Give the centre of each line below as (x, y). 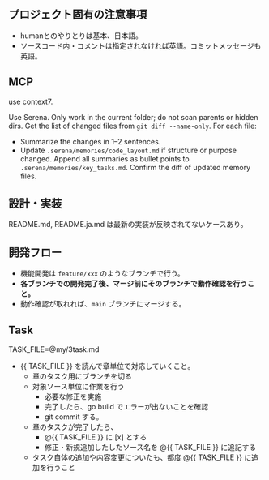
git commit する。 (74, 417)
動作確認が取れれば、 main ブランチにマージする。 (103, 304)
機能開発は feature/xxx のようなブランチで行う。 (102, 273)
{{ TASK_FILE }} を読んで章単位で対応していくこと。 (107, 366)
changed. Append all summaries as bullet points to (105, 159)
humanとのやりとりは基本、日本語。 (81, 36)
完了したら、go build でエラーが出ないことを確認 (126, 407)
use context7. (31, 101)
